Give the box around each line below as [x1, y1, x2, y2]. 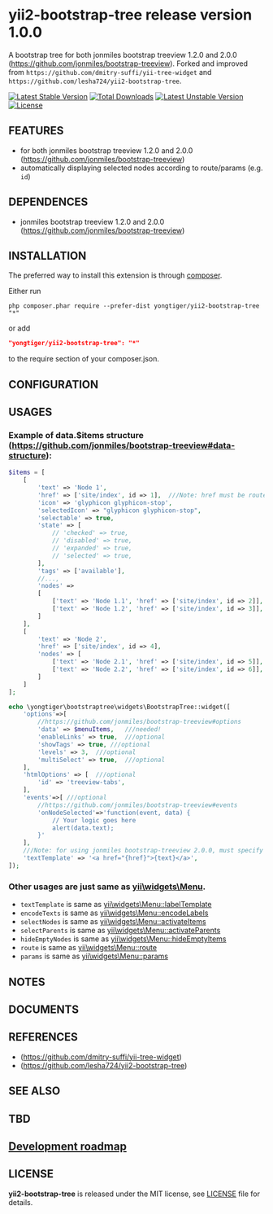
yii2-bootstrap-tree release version [8, 6, 253, 24]
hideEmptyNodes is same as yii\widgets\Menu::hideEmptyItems [19, 934, 227, 944]
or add [8, 323, 31, 333]
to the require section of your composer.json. [8, 354, 160, 364]
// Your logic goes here [51, 816, 136, 824]
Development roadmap [8, 1139, 128, 1153]
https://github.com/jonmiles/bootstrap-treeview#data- [11, 440, 236, 451]
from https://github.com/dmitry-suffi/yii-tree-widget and [8, 67, 212, 77]
